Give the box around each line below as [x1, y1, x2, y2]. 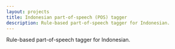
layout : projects [6, 8, 50, 15]
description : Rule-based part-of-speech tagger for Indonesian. [6, 20, 170, 26]
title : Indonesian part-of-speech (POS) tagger [6, 14, 128, 20]
